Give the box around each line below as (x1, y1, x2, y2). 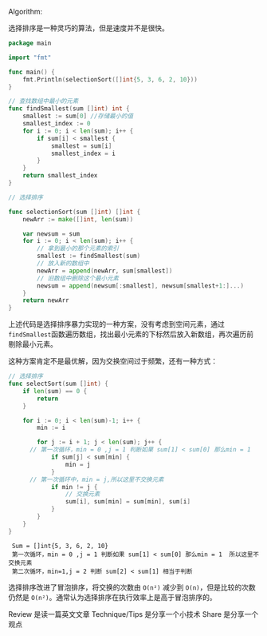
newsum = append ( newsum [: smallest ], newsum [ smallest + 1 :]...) (37, 281, 245, 290)
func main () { (8, 68, 56, 76)
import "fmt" (8, 54, 52, 62)
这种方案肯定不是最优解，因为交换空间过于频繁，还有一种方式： (8, 356, 218, 366)
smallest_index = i (50, 149, 116, 157)
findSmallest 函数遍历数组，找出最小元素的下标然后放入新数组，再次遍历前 (8, 329, 253, 339)
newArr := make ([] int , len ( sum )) (22, 215, 134, 223)
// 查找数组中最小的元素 (8, 97, 79, 105)
